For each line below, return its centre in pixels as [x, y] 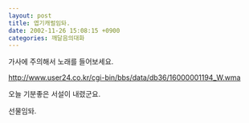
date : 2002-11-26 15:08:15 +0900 [64, 30]
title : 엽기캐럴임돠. [39, 23]
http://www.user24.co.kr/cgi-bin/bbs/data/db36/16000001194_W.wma [124, 77]
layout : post [30, 16]
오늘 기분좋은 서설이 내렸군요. [55, 94]
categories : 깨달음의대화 [47, 38]
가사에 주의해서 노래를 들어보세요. [61, 61]
